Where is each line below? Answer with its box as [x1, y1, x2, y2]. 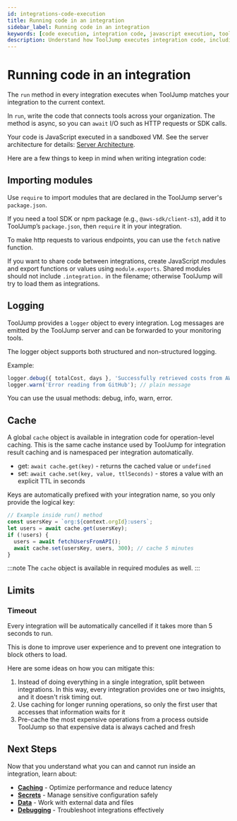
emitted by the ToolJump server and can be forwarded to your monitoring [7, 326, 221, 334]
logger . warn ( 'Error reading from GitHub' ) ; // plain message [7, 381, 191, 389]
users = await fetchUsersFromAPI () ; [13, 538, 121, 545]
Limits [7, 584, 35, 596]
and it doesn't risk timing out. [17, 693, 103, 702]
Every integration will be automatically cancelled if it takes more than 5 [7, 622, 213, 630]
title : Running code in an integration [7, 17, 125, 24]
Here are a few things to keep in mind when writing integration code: [7, 154, 207, 163]
